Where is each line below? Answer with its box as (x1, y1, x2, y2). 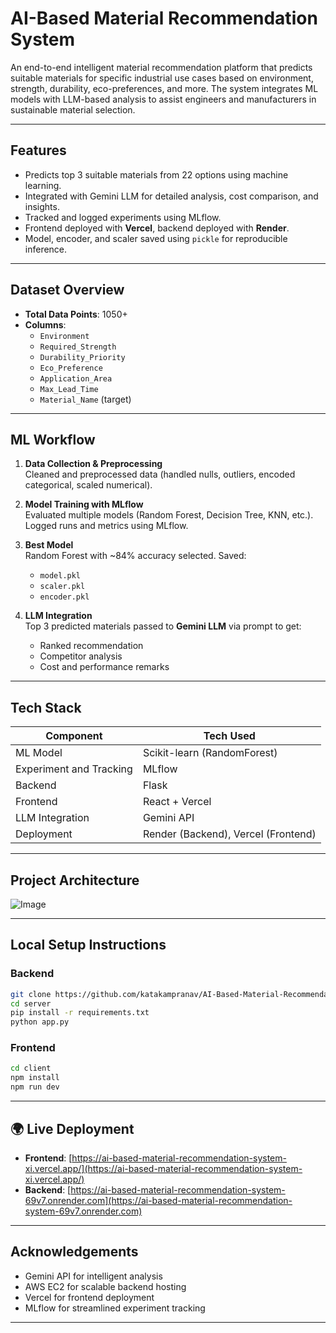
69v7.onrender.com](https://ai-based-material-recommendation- (24, 1194, 293, 1206)
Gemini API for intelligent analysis (24, 1270, 163, 1282)
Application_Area (39, 373, 113, 384)
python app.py (10, 1017, 70, 1027)
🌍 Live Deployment (10, 1120, 135, 1137)
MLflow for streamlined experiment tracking (24, 1302, 206, 1314)
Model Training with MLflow (24, 498, 144, 511)
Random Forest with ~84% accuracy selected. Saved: (24, 550, 247, 562)
